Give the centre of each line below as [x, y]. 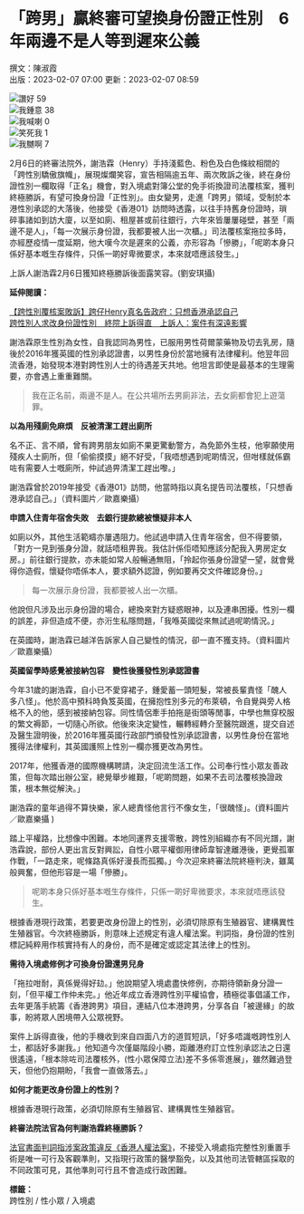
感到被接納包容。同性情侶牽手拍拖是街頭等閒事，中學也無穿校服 [176, 712]
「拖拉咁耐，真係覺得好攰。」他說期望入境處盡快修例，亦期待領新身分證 [142, 983]
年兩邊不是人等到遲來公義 [105, 41]
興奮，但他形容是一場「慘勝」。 [75, 872]
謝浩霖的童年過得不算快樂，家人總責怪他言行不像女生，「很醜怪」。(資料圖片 [150, 807]
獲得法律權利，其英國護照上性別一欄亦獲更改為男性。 [109, 746]
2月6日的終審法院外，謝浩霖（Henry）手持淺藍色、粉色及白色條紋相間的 [145, 163]
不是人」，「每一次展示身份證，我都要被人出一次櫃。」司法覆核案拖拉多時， [154, 231]
